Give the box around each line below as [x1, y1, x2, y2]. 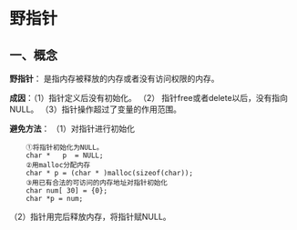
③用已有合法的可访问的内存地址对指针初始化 [26, 178, 169, 187]
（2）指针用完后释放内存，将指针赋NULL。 [9, 211, 171, 222]
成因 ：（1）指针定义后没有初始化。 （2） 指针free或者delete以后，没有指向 [9, 93, 289, 103]
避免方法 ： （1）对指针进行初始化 [9, 124, 135, 134]
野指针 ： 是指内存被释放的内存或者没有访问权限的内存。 [9, 74, 220, 84]
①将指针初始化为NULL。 [26, 143, 104, 152]
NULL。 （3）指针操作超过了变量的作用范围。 [9, 104, 182, 115]
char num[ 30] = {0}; [26, 186, 108, 195]
